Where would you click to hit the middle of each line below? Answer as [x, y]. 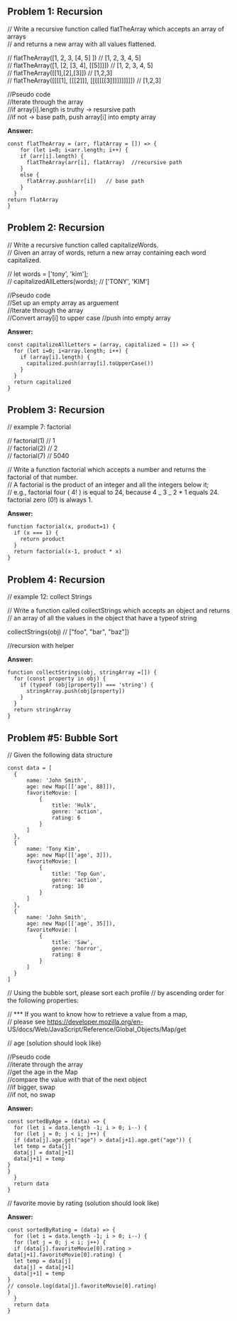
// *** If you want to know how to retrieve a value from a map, [98, 1014]
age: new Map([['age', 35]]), [71, 924]
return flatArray [33, 200]
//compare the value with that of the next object [77, 1080]
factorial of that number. [43, 477]
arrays [17, 36]
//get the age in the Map [43, 1072]
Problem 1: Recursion [55, 12]
